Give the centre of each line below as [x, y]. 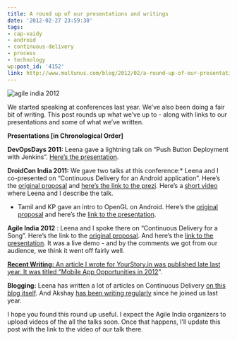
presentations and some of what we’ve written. [75, 122]
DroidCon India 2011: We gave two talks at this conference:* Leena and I [113, 170]
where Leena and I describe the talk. [60, 193]
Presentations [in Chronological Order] [65, 136]
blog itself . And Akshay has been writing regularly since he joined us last [113, 293]
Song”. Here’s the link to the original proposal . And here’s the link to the [110, 235]
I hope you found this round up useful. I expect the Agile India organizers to [117, 314]
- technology [26, 60]
